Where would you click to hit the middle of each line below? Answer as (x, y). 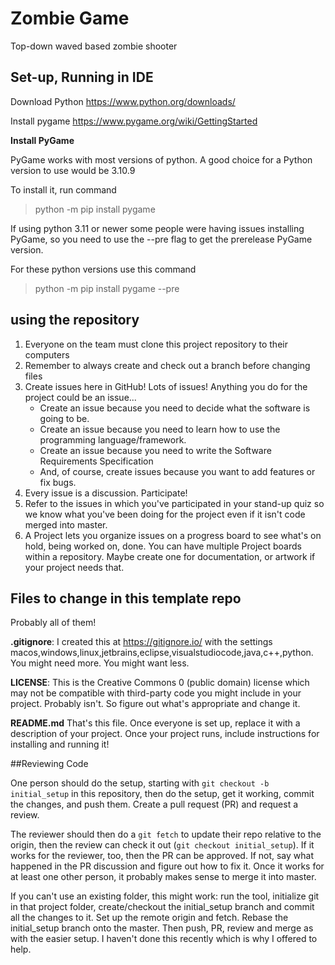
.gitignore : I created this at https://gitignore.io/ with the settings (141, 642)
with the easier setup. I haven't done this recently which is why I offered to (164, 939)
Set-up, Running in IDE (82, 77)
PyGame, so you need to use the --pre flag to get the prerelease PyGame (161, 239)
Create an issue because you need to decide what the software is (175, 408)
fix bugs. (58, 482)
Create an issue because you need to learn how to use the (160, 429)
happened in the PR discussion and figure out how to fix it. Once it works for (167, 866)
